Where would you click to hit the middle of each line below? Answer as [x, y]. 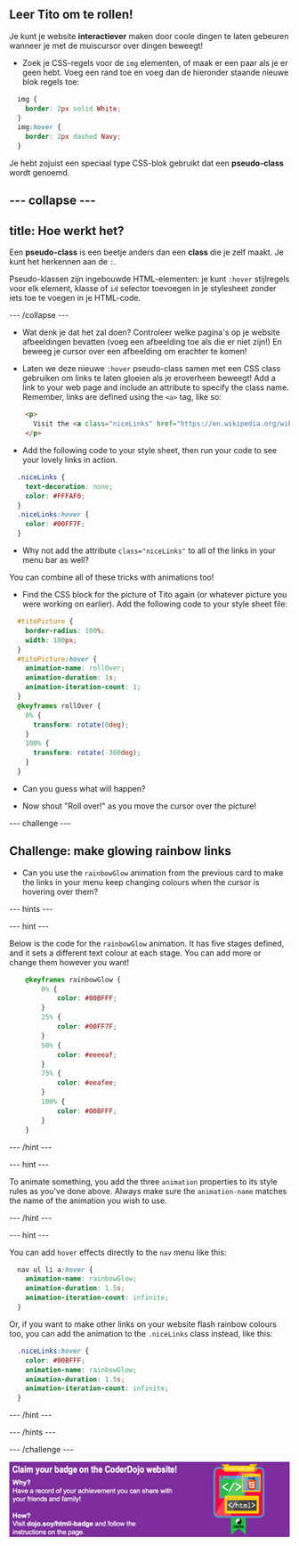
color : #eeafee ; [87, 1083]
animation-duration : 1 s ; [71, 678]
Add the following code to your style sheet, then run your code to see [149, 450]
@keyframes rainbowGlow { [73, 980]
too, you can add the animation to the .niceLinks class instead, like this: [141, 1333]
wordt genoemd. [40, 173]
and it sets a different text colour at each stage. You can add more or [135, 953]
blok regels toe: [51, 81]
